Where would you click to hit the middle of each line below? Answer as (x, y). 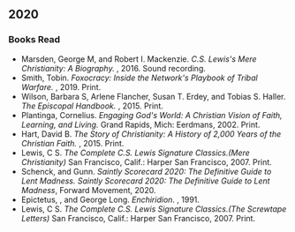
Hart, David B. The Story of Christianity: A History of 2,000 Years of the (151, 134)
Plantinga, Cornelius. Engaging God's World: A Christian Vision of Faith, (152, 115)
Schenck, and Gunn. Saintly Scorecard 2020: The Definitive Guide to (146, 171)
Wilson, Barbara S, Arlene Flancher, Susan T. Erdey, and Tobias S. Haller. (153, 96)
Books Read (34, 40)
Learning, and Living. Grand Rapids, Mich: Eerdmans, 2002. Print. (140, 124)
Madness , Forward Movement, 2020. (88, 190)
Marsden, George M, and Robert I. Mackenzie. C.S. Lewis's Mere (139, 59)
